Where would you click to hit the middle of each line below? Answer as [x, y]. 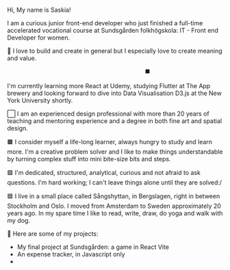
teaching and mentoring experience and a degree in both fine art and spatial [115, 121]
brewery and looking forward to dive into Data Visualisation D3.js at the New [115, 93]
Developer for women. [39, 38]
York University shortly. [40, 100]
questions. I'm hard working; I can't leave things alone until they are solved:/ [115, 183]
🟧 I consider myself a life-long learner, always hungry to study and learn [110, 142]
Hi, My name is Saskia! [39, 10]
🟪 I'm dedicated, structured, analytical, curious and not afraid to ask [104, 173]
